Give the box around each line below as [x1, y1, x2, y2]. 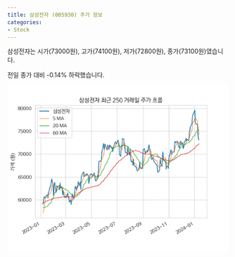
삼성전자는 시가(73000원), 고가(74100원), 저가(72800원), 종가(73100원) [7, 47, 207, 55]
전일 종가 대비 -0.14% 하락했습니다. [7, 71, 105, 79]
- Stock [7, 26, 30, 33]
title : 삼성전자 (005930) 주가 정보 [7, 11, 103, 18]
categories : [7, 18, 42, 26]
